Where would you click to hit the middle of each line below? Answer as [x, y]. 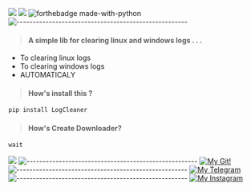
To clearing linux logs [55, 58]
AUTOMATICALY [48, 75]
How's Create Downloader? [75, 128]
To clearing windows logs [62, 66]
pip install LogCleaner [48, 110]
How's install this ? [60, 93]
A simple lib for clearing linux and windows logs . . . [115, 40]
